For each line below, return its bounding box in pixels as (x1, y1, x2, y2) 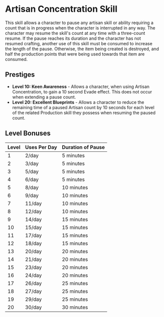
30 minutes (62, 304, 88, 311)
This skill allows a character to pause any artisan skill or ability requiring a (5, 20, 154, 26)
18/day (25, 240, 42, 247)
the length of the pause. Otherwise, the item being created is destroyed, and (5, 46, 159, 52)
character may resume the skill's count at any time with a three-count (5, 30, 145, 36)
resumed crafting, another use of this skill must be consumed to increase (5, 40, 153, 46)
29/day (25, 296, 42, 303)
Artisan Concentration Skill (5, 3, 117, 15)
